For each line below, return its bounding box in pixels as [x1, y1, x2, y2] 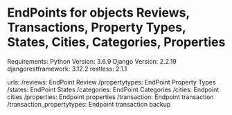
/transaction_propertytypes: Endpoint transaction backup [7, 100, 171, 108]
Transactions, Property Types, [7, 19, 186, 35]
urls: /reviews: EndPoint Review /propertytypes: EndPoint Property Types [7, 78, 216, 86]
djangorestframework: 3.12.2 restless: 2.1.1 [7, 64, 127, 73]
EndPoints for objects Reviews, [7, 5, 190, 21]
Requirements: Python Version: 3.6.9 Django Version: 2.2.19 [7, 57, 177, 65]
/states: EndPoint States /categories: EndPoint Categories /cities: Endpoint [7, 85, 220, 94]
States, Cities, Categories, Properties [7, 35, 226, 50]
